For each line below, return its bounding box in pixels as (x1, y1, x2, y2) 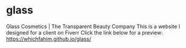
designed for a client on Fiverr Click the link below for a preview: (6, 29, 163, 36)
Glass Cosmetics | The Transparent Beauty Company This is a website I (6, 23, 180, 30)
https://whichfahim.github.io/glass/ (6, 35, 92, 42)
